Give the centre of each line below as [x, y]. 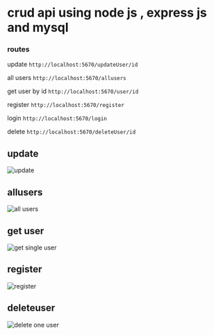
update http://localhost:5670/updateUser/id [73, 65]
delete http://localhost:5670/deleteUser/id [72, 132]
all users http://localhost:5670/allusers [67, 78]
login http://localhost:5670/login [57, 118]
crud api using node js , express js [107, 13]
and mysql [38, 27]
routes [18, 49]
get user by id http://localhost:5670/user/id [73, 91]
